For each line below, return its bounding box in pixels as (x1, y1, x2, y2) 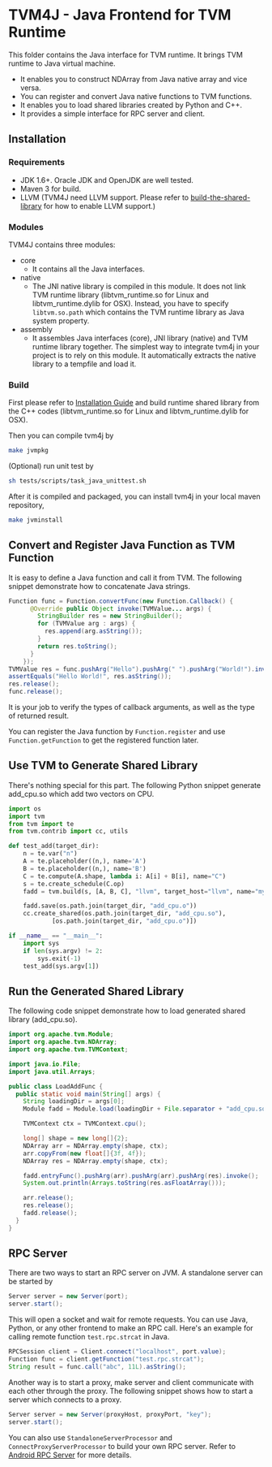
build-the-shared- (189, 193, 251, 202)
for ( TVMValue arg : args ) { (37, 620, 136, 628)
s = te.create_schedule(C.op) (23, 880, 125, 888)
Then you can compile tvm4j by (8, 431, 114, 440)
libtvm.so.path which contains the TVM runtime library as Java (32, 307, 244, 317)
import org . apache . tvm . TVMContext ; (8, 1045, 129, 1054)
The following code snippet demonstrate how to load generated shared (8, 1006, 246, 1016)
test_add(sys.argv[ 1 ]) (23, 962, 100, 970)
